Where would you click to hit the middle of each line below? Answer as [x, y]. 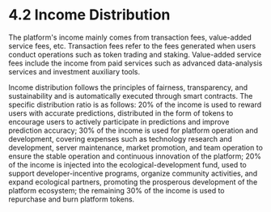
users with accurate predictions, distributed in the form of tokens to [121, 113]
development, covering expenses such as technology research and [121, 138]
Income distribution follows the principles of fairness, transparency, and [128, 87]
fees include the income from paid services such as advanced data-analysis [135, 63]
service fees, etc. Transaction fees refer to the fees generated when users [132, 45]
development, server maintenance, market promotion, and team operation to [135, 147]
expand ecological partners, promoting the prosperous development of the [133, 182]
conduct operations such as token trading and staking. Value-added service [135, 54]
